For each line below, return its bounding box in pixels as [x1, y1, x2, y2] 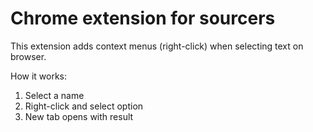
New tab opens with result [24, 110, 134, 122]
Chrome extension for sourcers [10, 7, 276, 30]
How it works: [10, 70, 68, 82]
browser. [10, 50, 47, 62]
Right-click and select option [24, 100, 144, 112]
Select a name [24, 89, 85, 101]
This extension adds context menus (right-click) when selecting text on [10, 40, 304, 52]
